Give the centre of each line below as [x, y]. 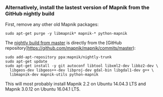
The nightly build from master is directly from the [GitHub [64, 43]
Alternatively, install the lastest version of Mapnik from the [77, 7]
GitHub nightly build [30, 13]
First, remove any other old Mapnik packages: [52, 24]
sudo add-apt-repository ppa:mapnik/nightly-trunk [58, 57]
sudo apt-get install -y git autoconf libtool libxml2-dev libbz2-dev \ [82, 66]
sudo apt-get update [27, 62]
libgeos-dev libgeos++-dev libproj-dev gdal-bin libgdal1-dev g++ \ [82, 70]
